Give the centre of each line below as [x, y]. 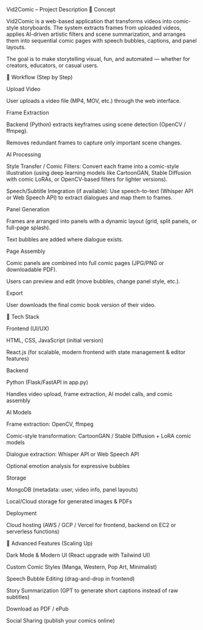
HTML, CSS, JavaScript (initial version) [55, 340]
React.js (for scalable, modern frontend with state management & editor [96, 352]
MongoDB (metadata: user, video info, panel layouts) [72, 490]
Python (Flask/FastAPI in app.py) [47, 382]
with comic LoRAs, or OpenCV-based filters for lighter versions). [87, 179]
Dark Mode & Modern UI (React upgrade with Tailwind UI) [78, 555]
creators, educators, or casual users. [53, 65]
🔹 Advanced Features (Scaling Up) [50, 543]
